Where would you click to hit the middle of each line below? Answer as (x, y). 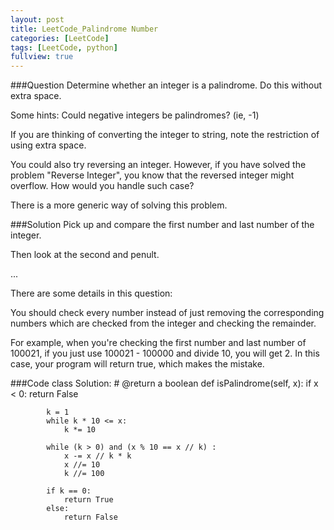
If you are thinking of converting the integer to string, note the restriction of (165, 135)
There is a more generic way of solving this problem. (119, 205)
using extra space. (48, 145)
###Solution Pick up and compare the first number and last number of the (162, 225)
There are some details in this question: (91, 293)
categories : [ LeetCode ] (60, 38)
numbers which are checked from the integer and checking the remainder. (163, 323)
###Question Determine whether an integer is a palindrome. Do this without (166, 85)
